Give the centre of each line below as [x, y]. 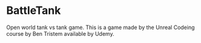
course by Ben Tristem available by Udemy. [60, 33]
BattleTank [34, 11]
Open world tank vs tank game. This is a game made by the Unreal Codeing [100, 27]
